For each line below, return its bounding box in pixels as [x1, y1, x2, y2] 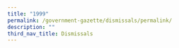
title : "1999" [7, 10, 50, 18]
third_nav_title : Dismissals [7, 30, 93, 37]
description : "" [7, 23, 55, 30]
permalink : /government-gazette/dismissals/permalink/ [7, 17, 173, 24]
